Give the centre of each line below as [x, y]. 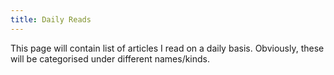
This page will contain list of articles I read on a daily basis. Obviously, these [167, 48]
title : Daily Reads [51, 19]
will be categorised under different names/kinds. [110, 58]
